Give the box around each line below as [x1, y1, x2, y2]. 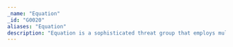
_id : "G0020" [7, 17, 45, 23]
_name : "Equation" [7, 10, 60, 17]
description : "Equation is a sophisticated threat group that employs [7, 29, 216, 37]
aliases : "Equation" [7, 23, 67, 30]
